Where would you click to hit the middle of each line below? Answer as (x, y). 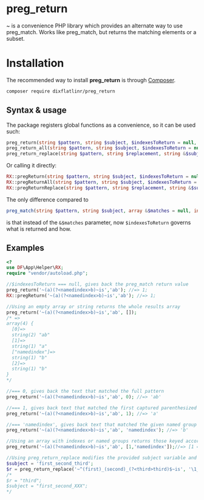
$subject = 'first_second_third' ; (50, 463)
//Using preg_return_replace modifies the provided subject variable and (102, 458)
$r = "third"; (24, 481)
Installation (35, 63)
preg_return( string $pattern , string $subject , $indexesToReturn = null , (102, 143)
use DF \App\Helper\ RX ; (35, 268)
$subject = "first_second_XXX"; (47, 486)
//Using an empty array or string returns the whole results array (93, 306)
